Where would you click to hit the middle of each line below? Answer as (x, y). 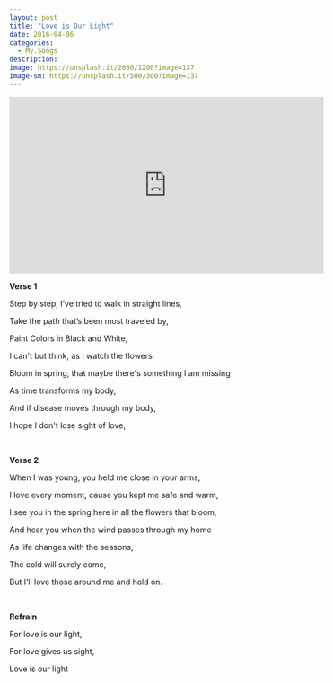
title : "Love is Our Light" (62, 26)
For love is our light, (46, 634)
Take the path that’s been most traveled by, (89, 320)
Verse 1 (23, 286)
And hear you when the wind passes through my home (111, 530)
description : (34, 59)
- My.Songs (38, 51)
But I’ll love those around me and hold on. (86, 582)
